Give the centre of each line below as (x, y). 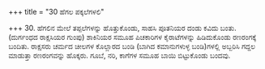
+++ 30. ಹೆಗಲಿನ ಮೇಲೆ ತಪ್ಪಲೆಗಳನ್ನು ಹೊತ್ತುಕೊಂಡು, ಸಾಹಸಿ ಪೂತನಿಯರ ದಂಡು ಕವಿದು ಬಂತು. (122, 28)
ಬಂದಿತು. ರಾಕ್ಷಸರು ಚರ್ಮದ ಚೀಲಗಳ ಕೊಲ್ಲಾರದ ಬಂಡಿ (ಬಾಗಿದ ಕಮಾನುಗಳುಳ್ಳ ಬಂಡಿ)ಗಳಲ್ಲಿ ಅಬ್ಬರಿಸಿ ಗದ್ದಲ (132, 46)
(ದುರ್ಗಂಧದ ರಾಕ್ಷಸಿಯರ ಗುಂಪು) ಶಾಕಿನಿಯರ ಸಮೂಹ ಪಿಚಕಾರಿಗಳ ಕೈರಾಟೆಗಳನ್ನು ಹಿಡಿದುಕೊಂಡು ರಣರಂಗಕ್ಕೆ (132, 37)
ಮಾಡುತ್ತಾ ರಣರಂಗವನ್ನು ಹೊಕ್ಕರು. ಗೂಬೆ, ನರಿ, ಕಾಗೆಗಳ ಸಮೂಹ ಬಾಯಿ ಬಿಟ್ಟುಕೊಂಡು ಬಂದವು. (120, 55)
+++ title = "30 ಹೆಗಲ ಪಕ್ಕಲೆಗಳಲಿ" (56, 12)
